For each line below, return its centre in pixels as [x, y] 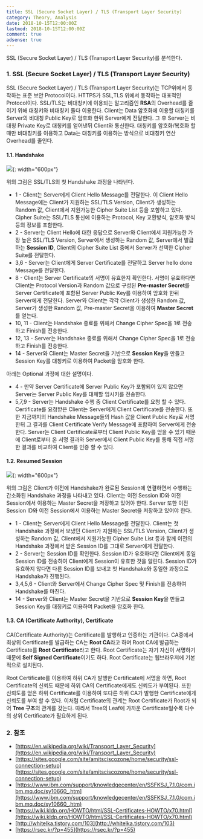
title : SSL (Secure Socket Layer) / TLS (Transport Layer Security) [94, 12]
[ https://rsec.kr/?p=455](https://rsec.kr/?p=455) [75, 830]
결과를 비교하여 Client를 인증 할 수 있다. [68, 447]
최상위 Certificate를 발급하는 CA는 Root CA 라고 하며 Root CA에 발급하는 [93, 642]
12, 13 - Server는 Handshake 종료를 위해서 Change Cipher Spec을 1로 [99, 338]
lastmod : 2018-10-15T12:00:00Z [46, 29]
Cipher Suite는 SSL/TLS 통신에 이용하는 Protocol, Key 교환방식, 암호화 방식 [105, 217]
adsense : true [24, 40]
